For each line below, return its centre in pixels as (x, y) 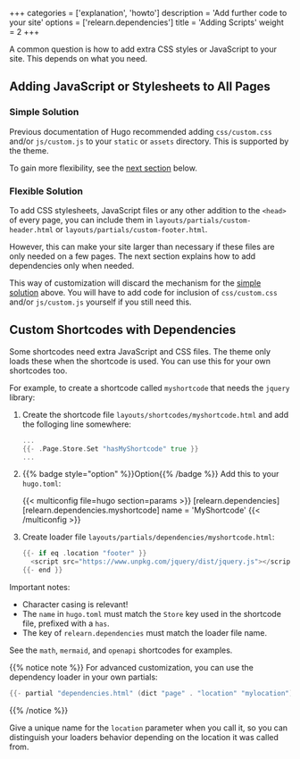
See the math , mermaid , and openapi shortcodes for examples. (121, 650)
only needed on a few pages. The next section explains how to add (133, 256)
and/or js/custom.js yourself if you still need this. (100, 302)
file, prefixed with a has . (66, 623)
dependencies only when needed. (72, 265)
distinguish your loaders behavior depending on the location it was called (144, 737)
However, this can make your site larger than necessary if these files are (142, 246)
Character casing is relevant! (75, 605)
